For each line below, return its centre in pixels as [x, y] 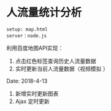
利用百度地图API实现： [35, 48]
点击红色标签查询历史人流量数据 [55, 61]
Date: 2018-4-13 [27, 81]
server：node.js [27, 36]
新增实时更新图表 [37, 93]
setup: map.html [27, 29]
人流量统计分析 [44, 13]
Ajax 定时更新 [33, 101]
